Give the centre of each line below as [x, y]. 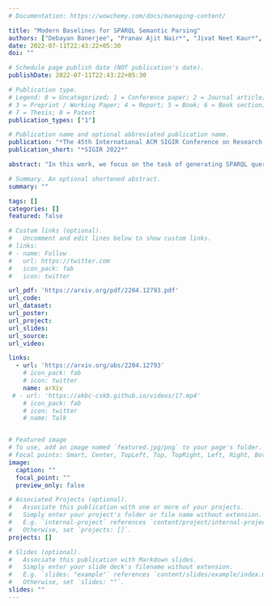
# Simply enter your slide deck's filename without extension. [121, 567]
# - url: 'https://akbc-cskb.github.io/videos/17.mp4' [106, 395]
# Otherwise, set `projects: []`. [70, 530]
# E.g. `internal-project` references [78, 523]
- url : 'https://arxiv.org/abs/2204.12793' [90, 365]
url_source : [28, 336]
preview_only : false [50, 485]
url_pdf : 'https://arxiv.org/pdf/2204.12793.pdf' [94, 291]
